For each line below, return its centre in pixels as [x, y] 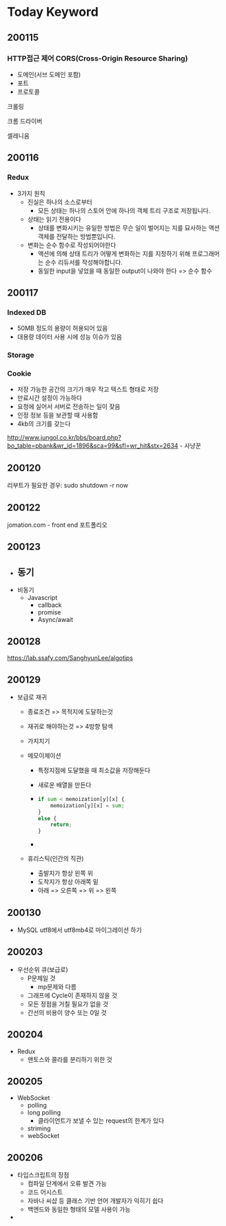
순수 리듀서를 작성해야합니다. [84, 262]
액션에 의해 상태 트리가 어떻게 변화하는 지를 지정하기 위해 [114, 253]
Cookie [19, 374]
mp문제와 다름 [57, 986]
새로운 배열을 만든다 [64, 785]
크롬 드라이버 [25, 121]
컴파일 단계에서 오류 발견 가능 [67, 1184]
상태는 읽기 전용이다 [54, 219]
